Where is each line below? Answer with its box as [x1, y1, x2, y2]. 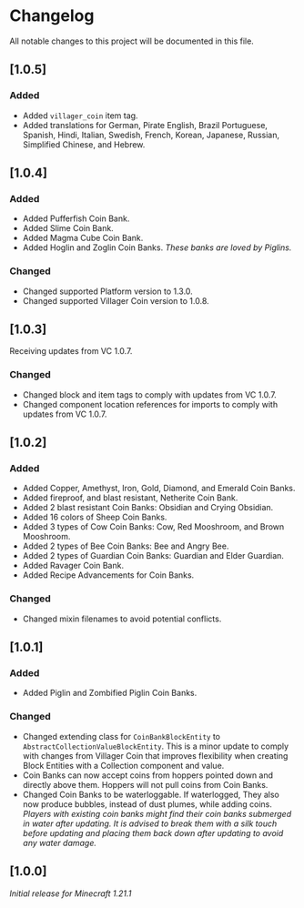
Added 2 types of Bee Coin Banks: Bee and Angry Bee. [22, 540, 229, 551]
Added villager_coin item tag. [22, 110, 138, 121]
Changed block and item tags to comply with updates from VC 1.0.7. [22, 388, 278, 400]
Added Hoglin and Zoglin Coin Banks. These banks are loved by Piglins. [22, 242, 292, 253]
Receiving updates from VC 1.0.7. [9, 346, 133, 357]
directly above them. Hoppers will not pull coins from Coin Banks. [22, 779, 269, 790]
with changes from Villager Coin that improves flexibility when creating [22, 750, 289, 761]
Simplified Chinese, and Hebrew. [22, 138, 146, 150]
